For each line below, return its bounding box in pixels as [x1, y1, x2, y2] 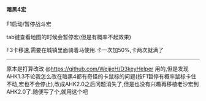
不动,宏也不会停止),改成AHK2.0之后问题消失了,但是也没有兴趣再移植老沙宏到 [6, 80, 199, 88]
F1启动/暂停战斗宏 [6, 20, 52, 28]
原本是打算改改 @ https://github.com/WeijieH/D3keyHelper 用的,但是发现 [6, 65, 189, 73]
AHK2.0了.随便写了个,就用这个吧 [6, 88, 88, 95]
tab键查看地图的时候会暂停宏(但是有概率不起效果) [6, 34, 132, 41]
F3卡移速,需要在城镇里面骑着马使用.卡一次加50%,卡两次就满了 [6, 47, 164, 54]
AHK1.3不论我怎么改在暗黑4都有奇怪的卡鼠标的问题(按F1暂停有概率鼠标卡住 [6, 73, 197, 80]
